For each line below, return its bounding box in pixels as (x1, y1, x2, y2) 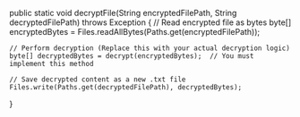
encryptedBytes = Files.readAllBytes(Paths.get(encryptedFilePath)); (9, 27, 261, 37)
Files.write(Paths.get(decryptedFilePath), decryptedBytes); (9, 83, 243, 92)
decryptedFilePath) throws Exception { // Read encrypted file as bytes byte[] (9, 17, 292, 28)
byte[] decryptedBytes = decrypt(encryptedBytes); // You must (9, 52, 254, 61)
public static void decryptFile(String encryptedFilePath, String (9, 8, 237, 18)
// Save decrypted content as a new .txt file (9, 75, 186, 84)
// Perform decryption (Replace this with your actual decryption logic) (9, 44, 291, 53)
